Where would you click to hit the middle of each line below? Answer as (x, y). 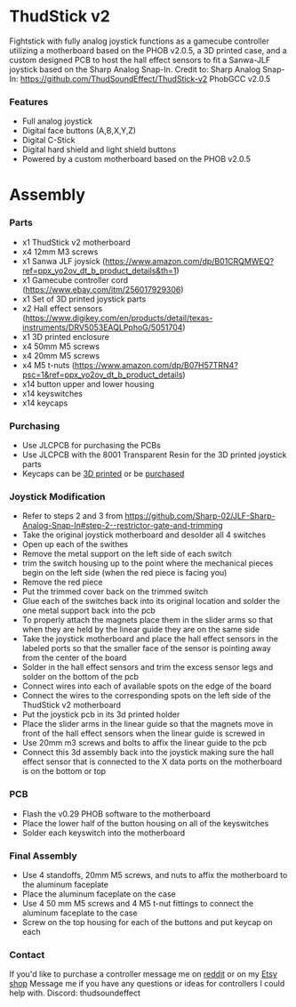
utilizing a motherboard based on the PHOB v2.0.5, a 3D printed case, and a (148, 50)
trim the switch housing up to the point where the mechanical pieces (148, 563)
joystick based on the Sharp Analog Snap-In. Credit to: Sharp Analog (135, 69)
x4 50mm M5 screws (61, 346)
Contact (27, 955)
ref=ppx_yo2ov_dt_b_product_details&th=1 (99, 270)
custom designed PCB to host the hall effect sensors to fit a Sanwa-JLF (140, 60)
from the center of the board (74, 658)
